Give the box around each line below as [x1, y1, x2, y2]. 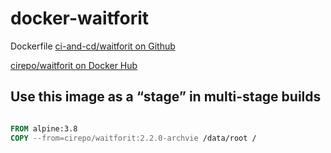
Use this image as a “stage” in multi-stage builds [10, 88, 322, 106]
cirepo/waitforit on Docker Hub [10, 59, 138, 71]
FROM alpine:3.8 [10, 123, 78, 134]
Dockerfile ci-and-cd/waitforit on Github [10, 40, 176, 52]
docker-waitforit [10, 7, 150, 30]
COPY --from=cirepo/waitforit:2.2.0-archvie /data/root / [10, 133, 257, 143]
